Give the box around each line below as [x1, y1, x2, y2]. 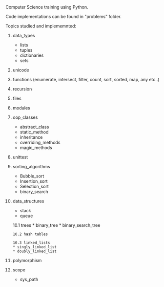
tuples [20, 47, 33, 53]
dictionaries [20, 52, 44, 58]
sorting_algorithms [12, 164, 50, 169]
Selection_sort [20, 183, 49, 189]
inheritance [20, 134, 43, 140]
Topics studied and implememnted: [5, 23, 77, 29]
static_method [20, 129, 49, 135]
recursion [12, 86, 32, 92]
